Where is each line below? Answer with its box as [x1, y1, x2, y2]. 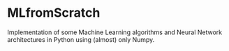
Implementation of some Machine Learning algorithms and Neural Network [7, 28, 222, 36]
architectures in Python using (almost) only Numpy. [7, 35, 155, 43]
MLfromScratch [7, 5, 101, 21]
